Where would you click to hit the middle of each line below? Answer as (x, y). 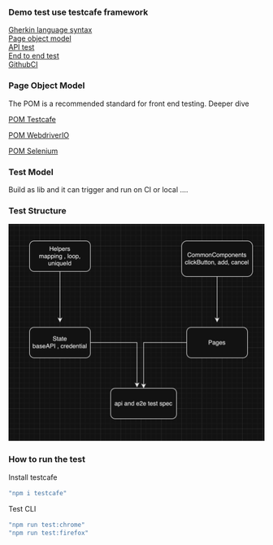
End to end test (34, 56)
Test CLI (22, 508)
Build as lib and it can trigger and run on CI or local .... (98, 189)
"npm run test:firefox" (49, 533)
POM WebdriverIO (39, 135)
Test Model (31, 172)
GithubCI (23, 64)
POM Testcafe (32, 119)
